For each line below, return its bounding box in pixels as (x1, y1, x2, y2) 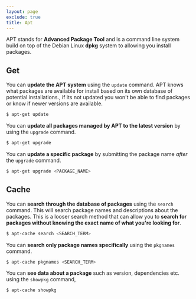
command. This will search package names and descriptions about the (6, 206, 178, 213)
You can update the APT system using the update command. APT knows (6, 81, 184, 89)
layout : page (6, 8, 38, 15)
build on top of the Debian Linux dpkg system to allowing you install (6, 42, 171, 49)
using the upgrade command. (6, 128, 76, 136)
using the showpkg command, (6, 276, 76, 283)
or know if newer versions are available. (6, 100, 103, 107)
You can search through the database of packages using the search (6, 200, 174, 207)
